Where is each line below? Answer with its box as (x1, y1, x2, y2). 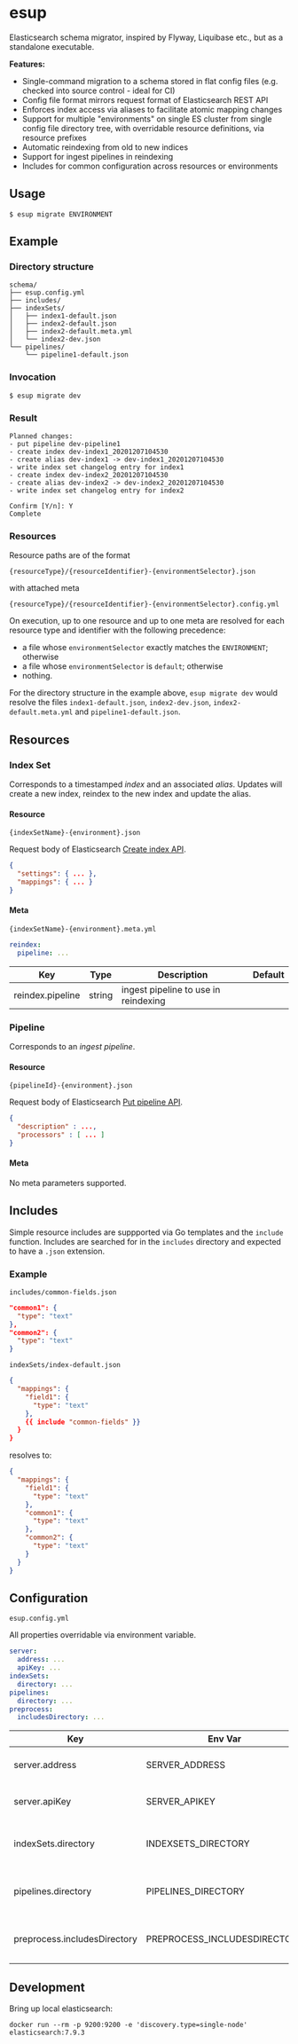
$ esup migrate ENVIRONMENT (9, 209, 114, 219)
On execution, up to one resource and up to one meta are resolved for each (9, 616, 286, 626)
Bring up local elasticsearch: (9, 2003, 114, 2014)
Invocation (9, 371, 56, 383)
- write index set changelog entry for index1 (9, 463, 184, 472)
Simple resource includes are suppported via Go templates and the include (9, 1227, 284, 1238)
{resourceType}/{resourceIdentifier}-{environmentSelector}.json (9, 567, 255, 577)
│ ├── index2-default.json (9, 319, 117, 328)
